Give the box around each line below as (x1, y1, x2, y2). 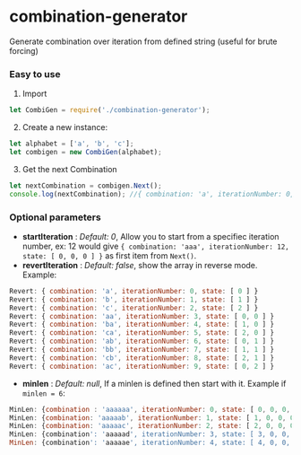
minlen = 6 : (21, 388, 65, 398)
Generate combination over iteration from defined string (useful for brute (9, 36, 278, 47)
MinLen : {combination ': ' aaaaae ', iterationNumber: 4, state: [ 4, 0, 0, (9, 438, 291, 448)
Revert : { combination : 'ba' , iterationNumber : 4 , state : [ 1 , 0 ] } (9, 320, 275, 329)
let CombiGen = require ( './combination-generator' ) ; (9, 106, 211, 115)
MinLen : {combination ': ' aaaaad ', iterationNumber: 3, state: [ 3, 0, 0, (9, 430, 291, 439)
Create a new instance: (21, 122, 108, 133)
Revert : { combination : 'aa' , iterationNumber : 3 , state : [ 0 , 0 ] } (9, 311, 275, 320)
